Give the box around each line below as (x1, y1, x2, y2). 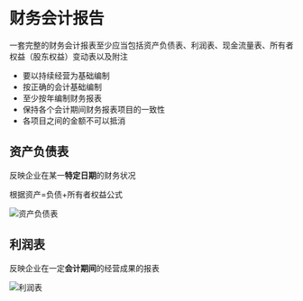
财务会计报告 (9, 8, 106, 29)
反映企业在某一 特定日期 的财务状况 (9, 169, 136, 180)
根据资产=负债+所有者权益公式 (9, 188, 124, 199)
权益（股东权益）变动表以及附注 (9, 50, 128, 61)
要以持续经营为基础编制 (22, 69, 110, 81)
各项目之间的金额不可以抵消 (22, 114, 126, 126)
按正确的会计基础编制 (22, 81, 102, 92)
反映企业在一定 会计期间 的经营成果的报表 (9, 262, 160, 273)
